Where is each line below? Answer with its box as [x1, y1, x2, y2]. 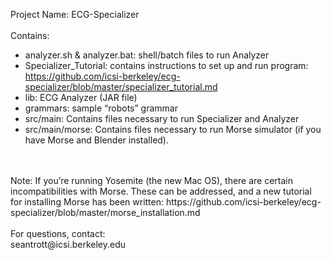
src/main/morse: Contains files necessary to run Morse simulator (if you [24, 124, 322, 135]
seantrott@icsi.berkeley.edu [10, 239, 127, 250]
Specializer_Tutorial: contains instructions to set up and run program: [24, 60, 309, 71]
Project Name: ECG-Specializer [10, 9, 140, 20]
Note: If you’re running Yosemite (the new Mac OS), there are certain [10, 175, 294, 186]
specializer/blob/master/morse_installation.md [10, 207, 201, 218]
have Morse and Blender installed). [24, 134, 170, 146]
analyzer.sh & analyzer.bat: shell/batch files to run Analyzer [24, 49, 270, 61]
